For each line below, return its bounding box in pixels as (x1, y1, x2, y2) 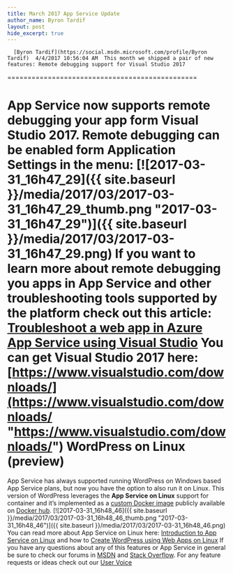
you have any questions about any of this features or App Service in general (7, 544, 226, 552)
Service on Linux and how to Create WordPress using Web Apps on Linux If (7, 536, 224, 544)
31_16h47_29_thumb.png (7, 202, 152, 217)
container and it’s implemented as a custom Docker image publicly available (7, 499, 225, 507)
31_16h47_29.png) (7, 246, 113, 262)
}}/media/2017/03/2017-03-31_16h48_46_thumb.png (7, 514, 157, 522)
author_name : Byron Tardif (7, 17, 86, 24)
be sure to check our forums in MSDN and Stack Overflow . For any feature (7, 551, 221, 559)
